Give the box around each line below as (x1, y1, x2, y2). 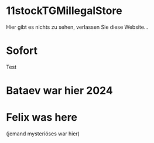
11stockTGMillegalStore (6, 4, 122, 18)
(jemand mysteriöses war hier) (6, 130, 80, 137)
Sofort (6, 44, 38, 57)
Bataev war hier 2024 (6, 84, 113, 97)
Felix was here (6, 111, 78, 124)
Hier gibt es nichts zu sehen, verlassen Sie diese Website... (6, 23, 149, 30)
